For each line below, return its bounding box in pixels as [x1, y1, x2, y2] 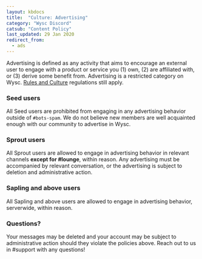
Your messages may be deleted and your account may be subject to [6, 233, 177, 240]
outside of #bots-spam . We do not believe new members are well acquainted [6, 114, 196, 121]
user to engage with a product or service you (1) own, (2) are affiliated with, [6, 66, 195, 73]
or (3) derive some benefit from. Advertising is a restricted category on [6, 72, 184, 79]
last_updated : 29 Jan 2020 [6, 32, 75, 38]
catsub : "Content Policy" [6, 25, 72, 32]
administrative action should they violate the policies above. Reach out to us [6, 240, 196, 247]
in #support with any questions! [6, 246, 86, 254]
